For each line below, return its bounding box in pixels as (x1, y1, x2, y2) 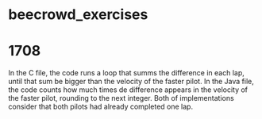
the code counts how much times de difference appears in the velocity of (8, 85, 249, 94)
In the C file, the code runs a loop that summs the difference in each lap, (8, 68, 245, 78)
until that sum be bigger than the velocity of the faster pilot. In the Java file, (8, 77, 254, 86)
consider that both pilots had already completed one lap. (8, 102, 193, 112)
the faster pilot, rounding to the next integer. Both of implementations (8, 94, 234, 103)
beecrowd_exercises (8, 6, 148, 24)
